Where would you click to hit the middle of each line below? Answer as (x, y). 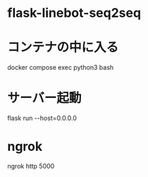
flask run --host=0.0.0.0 (42, 118)
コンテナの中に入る (63, 48)
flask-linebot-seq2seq (74, 13)
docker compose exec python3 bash (61, 68)
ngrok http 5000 (31, 166)
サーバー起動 (44, 98)
